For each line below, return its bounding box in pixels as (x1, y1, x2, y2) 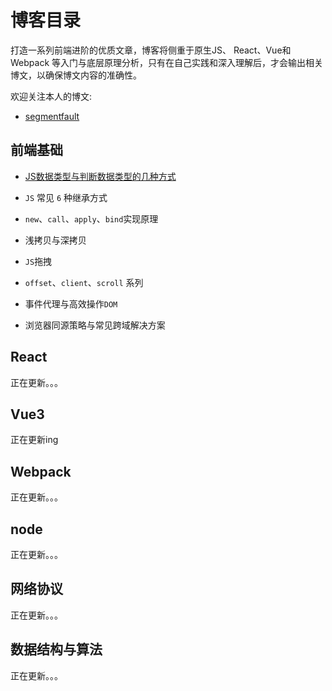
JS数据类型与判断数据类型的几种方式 (24, 170, 177, 182)
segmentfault (24, 110, 80, 122)
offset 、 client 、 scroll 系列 (24, 276, 144, 288)
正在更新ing (10, 434, 59, 446)
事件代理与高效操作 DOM (24, 297, 118, 310)
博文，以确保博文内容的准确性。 (10, 69, 142, 81)
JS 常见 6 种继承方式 (24, 191, 108, 203)
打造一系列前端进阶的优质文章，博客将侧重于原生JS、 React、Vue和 (10, 44, 292, 56)
